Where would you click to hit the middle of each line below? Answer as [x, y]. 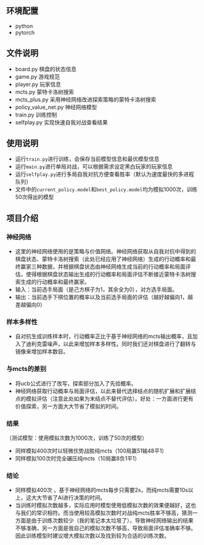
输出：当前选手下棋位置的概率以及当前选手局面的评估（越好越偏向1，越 [104, 297]
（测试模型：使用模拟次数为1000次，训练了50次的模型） [77, 438]
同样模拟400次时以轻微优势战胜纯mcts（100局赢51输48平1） [91, 451]
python [24, 26]
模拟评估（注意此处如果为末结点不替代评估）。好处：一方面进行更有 [110, 398]
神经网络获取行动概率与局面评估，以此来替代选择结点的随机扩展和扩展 [103, 391]
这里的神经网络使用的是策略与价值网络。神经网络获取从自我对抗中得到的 [105, 251]
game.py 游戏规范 [37, 76]
